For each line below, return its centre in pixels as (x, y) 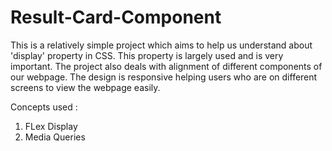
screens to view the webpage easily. (85, 87)
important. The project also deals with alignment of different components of (166, 66)
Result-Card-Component (116, 17)
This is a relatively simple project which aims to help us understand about (161, 45)
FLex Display (51, 126)
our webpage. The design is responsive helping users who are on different (164, 77)
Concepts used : (44, 107)
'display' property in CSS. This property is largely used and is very (147, 55)
